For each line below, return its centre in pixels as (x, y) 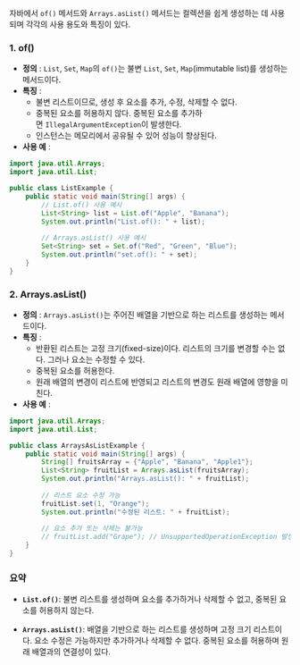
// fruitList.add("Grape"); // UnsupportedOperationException (159, 537)
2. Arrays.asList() (48, 294)
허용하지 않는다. (67, 610)
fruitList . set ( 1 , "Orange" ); (96, 503)
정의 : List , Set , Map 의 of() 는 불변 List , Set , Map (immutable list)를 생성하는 (155, 69)
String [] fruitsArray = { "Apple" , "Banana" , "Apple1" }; (147, 462)
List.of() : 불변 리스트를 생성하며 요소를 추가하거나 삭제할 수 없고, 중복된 (150, 599)
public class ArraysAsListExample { (77, 445)
